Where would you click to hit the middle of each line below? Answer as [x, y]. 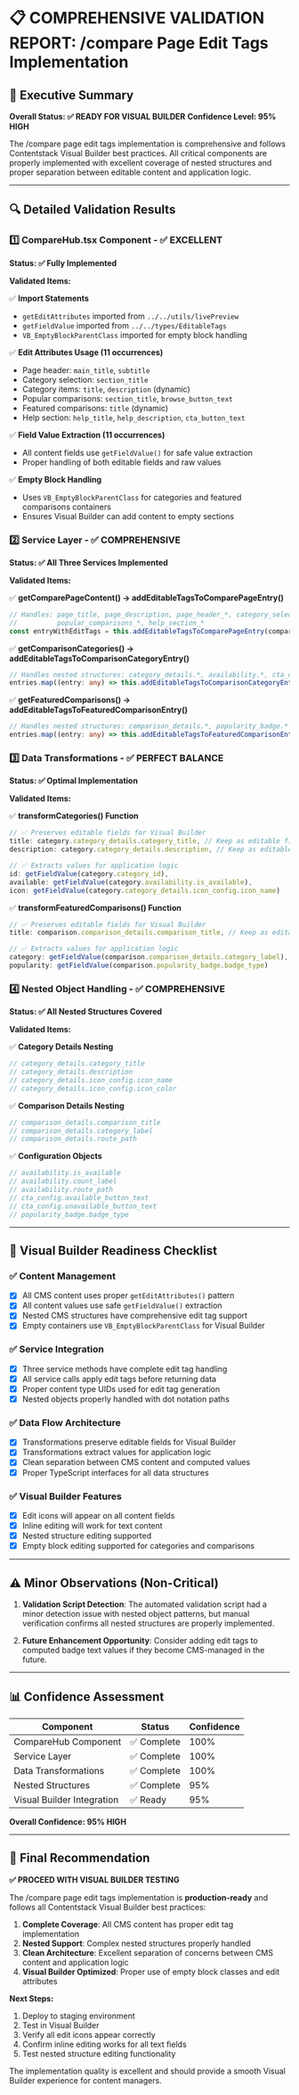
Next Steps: [32, 1998]
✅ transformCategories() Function [74, 816]
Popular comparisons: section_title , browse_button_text [127, 398]
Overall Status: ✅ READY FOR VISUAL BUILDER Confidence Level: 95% [143, 116]
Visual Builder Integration [66, 1800]
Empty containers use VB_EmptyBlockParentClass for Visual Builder [143, 1326]
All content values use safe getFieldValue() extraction [122, 1305]
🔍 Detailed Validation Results [93, 210]
